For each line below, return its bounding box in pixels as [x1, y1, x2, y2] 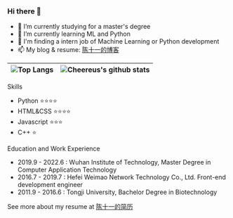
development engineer [17, 181, 83, 189]
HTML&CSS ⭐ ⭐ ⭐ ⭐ [17, 107, 72, 115]
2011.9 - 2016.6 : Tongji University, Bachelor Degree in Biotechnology [17, 188, 218, 196]
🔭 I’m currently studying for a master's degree [17, 23, 151, 31]
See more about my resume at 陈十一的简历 [7, 203, 133, 211]
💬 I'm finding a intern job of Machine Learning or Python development [17, 37, 220, 46]
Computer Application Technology [17, 165, 117, 174]
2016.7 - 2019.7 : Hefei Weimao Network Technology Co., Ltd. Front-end [17, 173, 227, 181]
